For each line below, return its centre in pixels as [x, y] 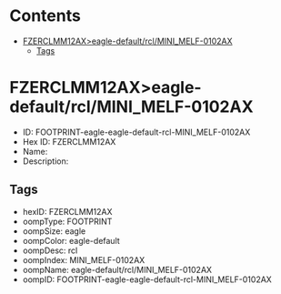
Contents [45, 16]
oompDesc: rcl [50, 250]
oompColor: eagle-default [71, 240]
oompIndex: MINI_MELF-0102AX [84, 259]
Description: [45, 161]
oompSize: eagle [54, 231]
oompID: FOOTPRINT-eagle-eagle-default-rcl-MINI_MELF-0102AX [147, 279]
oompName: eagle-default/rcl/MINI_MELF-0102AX [117, 269]
